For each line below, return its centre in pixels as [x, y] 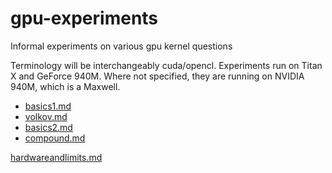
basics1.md [48, 106]
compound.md [55, 138]
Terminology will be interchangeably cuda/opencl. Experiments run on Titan [166, 65]
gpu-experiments [84, 18]
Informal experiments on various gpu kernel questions [121, 46]
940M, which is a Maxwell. [65, 86]
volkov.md [46, 116]
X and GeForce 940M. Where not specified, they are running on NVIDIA [157, 76]
